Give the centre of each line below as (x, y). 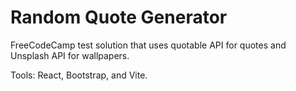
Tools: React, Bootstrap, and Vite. (79, 75)
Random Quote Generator (119, 17)
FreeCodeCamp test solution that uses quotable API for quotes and (148, 45)
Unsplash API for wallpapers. (70, 55)
